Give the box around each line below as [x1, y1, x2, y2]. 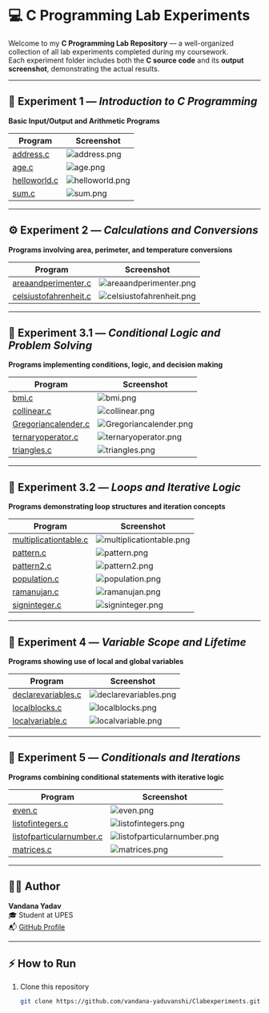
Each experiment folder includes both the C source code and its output [8, 55, 244, 65]
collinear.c [12, 406, 52, 417]
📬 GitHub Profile [8, 922, 66, 931]
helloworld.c [12, 174, 58, 185]
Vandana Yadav [8, 901, 62, 910]
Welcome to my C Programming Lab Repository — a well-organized [8, 38, 235, 48]
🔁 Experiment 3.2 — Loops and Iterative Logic [8, 480, 242, 494]
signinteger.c [12, 599, 62, 610]
